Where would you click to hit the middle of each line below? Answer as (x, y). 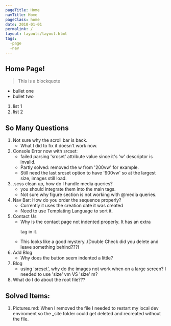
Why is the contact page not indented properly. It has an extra (86, 222)
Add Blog (22, 253)
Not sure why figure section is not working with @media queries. (88, 194)
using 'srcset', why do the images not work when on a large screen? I (93, 269)
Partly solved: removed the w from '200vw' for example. (80, 167)
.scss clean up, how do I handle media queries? (63, 184)
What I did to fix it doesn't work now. (59, 146)
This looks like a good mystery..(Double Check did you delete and (89, 242)
